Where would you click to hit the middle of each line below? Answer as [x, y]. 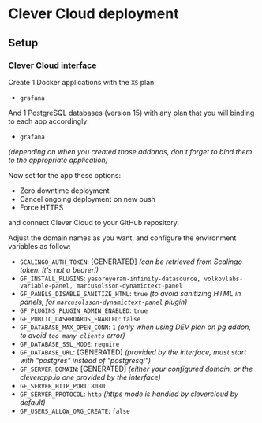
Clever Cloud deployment [94, 14]
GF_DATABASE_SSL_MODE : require [69, 343]
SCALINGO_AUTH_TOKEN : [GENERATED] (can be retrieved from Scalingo [131, 262]
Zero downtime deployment [64, 191]
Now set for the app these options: [64, 175]
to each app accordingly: [49, 121]
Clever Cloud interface [52, 65]
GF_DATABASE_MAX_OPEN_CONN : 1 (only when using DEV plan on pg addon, [135, 327]
